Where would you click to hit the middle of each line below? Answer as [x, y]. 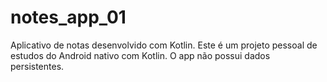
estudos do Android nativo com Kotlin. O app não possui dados [140, 55]
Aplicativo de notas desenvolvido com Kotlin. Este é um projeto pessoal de [164, 45]
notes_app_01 [68, 17]
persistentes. [37, 66]
